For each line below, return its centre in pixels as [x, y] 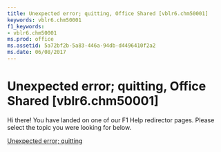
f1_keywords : [26, 26]
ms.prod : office [30, 39]
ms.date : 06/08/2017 [37, 53]
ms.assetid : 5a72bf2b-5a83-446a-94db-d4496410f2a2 [81, 46]
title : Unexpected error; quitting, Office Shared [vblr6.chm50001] [108, 13]
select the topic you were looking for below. [69, 127]
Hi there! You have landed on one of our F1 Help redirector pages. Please [111, 120]
